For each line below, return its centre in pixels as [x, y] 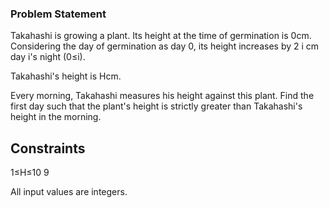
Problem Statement [58, 14]
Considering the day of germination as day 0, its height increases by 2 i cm [165, 46]
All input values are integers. [69, 192]
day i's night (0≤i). [48, 57]
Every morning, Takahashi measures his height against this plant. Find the [162, 96]
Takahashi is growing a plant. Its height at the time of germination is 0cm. [161, 36]
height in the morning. [56, 117]
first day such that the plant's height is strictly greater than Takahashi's [156, 106]
